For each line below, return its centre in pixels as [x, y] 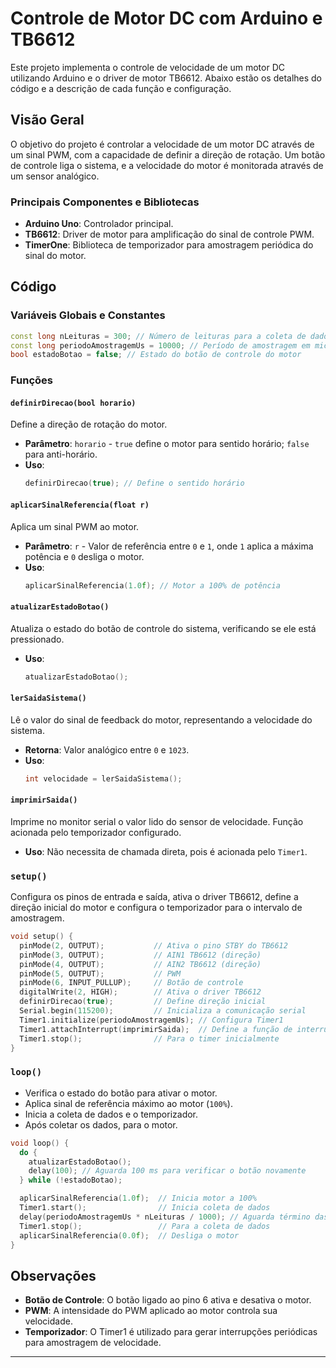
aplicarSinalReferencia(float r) [80, 505]
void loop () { [40, 1143]
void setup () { [42, 937]
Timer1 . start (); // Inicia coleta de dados [145, 1208]
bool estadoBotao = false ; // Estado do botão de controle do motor [156, 355]
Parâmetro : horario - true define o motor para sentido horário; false [167, 444]
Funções [31, 380]
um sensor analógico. [55, 176]
